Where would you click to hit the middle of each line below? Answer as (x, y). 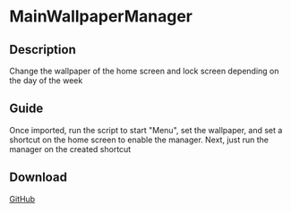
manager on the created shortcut (70, 149)
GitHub (22, 199)
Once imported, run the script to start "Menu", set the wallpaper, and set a (146, 130)
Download (38, 178)
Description (43, 50)
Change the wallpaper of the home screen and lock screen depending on (144, 71)
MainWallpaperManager (101, 17)
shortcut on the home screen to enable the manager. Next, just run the (139, 140)
